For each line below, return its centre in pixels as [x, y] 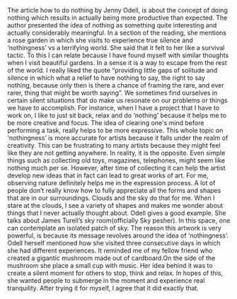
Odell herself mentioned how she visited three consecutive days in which [114, 243]
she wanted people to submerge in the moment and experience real [106, 281]
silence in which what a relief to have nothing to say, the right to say [106, 78]
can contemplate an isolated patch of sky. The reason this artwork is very [114, 228]
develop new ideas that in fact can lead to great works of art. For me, [108, 175]
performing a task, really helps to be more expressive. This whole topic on [115, 130]
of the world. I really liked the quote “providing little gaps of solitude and [112, 70]
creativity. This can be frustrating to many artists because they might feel [114, 145]
